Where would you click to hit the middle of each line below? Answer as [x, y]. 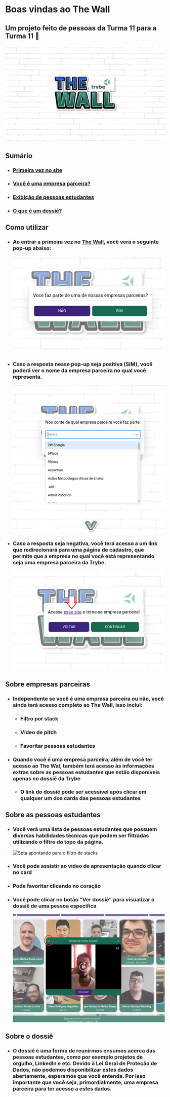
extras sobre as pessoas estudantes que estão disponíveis [86, 772]
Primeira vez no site [37, 170]
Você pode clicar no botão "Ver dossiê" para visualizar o [83, 899]
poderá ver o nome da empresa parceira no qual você [79, 370]
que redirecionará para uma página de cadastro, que [78, 550]
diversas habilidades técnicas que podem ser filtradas [81, 835]
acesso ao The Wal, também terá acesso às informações [83, 765]
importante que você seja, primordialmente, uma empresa [85, 1082]
